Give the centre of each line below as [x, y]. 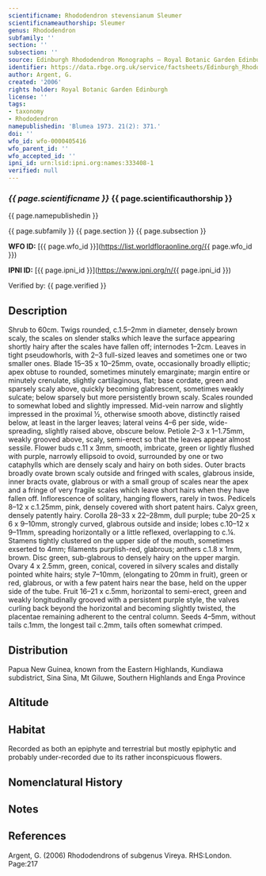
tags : [17, 104]
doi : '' [21, 133]
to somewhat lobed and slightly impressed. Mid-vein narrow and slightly [126, 406]
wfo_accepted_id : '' [42, 156]
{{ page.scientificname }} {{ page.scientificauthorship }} [120, 198]
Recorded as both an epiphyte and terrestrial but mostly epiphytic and [122, 749]
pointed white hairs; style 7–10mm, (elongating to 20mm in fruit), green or [128, 575]
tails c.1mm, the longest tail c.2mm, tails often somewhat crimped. [116, 625]
